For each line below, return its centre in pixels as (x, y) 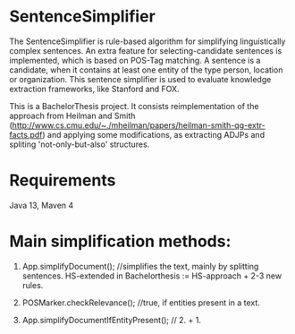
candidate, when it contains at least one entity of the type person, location (146, 70)
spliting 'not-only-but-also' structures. (80, 144)
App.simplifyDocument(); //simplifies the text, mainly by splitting (140, 266)
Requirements (63, 180)
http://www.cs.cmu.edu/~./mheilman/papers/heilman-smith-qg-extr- (139, 125)
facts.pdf (26, 134)
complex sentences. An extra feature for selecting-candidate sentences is (146, 50)
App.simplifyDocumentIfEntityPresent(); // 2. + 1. (111, 320)
